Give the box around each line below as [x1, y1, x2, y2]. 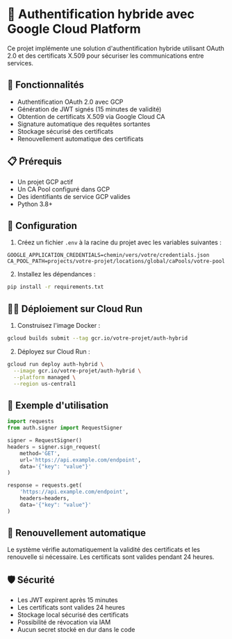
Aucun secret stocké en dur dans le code [17, 626, 135, 634]
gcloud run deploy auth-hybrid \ [7, 361, 104, 368]
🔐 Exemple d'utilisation [7, 400, 109, 411]
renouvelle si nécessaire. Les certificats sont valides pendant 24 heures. [7, 553, 215, 561]
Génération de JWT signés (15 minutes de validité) [17, 104, 162, 113]
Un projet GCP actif [17, 177, 74, 186]
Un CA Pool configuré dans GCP [17, 184, 110, 194]
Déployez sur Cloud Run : [17, 347, 90, 356]
